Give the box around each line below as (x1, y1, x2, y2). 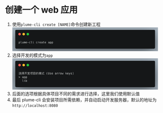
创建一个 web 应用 (5, 4, 78, 16)
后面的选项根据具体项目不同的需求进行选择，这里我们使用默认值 (12, 91, 140, 97)
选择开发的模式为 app (12, 52, 53, 58)
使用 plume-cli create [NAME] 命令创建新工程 (12, 21, 101, 27)
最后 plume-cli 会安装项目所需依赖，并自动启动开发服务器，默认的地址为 (12, 97, 157, 103)
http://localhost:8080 (12, 103, 58, 108)
